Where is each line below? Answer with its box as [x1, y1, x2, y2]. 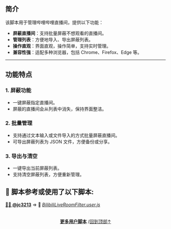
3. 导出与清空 [5, 152, 38, 159]
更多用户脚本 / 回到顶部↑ [60, 218, 111, 224]
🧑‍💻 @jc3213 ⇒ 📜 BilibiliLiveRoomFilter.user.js [5, 202, 100, 208]
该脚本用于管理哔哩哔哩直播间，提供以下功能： [5, 19, 103, 25]
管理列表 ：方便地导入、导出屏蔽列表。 [12, 36, 93, 42]
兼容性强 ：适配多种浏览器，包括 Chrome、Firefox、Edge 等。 [12, 49, 142, 55]
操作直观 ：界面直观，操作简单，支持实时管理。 [12, 43, 111, 49]
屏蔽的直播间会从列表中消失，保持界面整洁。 [12, 106, 107, 112]
